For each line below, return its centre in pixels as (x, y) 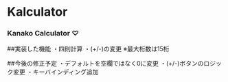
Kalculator (37, 12)
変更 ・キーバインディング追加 (56, 72)
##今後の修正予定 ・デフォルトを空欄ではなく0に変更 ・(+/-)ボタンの (105, 64)
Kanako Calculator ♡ (43, 33)
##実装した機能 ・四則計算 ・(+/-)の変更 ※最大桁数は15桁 (88, 49)
